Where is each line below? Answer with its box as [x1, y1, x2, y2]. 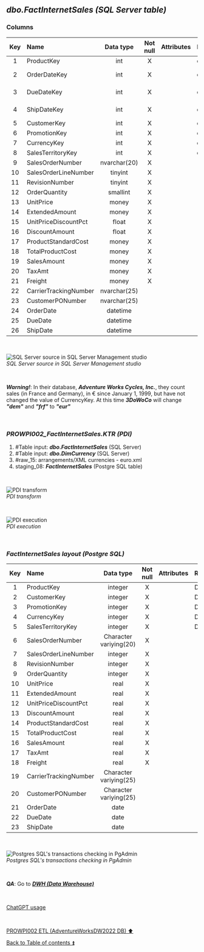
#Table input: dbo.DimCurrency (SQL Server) [15, 449, 130, 457]
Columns [6, 23, 34, 32]
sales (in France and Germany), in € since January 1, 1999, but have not [6, 390, 185, 397]
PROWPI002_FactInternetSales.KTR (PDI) [6, 429, 132, 438]
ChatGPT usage [6, 904, 46, 911]
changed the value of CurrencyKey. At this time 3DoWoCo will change [6, 396, 182, 403]
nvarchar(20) [100, 158, 138, 166]
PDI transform [6, 492, 41, 500]
